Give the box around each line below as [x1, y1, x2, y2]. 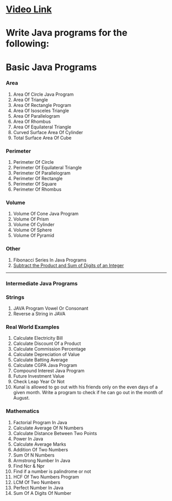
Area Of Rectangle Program [13, 102, 71, 108]
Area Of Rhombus [13, 118, 51, 124]
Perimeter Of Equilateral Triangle [13, 165, 82, 171]
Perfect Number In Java [13, 485, 64, 491]
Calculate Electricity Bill [13, 335, 63, 341]
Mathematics [6, 408, 40, 415]
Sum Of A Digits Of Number [13, 490, 71, 496]
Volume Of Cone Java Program [13, 211, 79, 217]
